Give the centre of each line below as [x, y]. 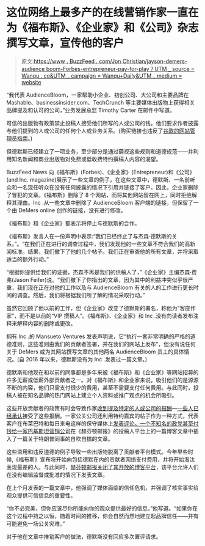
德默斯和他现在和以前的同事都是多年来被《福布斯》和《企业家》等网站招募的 [103, 372]
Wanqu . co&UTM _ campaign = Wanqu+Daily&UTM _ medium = [102, 76]
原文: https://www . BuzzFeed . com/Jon [71, 61]
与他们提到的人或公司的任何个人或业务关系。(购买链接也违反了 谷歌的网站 [98, 131]
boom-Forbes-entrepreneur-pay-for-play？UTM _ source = [120, 68]
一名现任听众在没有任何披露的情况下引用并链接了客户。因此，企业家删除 [108, 187]
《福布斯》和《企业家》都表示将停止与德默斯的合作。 [73, 223]
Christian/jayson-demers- [155, 61]
